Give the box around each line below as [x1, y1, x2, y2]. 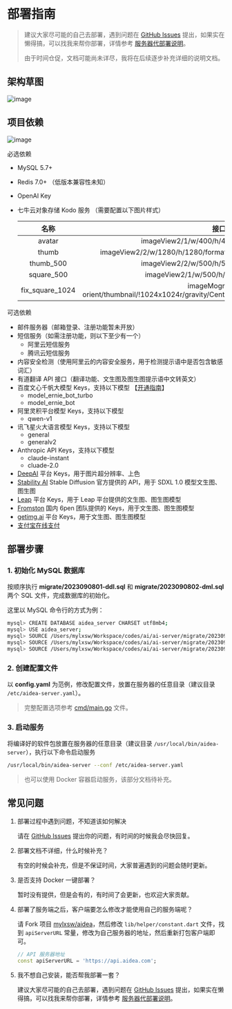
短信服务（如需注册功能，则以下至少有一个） [17, 331, 145, 339]
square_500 [28, 270, 68, 279]
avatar [37, 236, 59, 245]
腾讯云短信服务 [27, 348, 70, 357]
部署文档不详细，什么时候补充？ [17, 846, 108, 854]
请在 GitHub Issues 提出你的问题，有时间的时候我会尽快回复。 [17, 831, 194, 840]
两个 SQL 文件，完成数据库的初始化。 [7, 592, 114, 600]
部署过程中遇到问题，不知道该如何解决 [17, 817, 126, 825]
